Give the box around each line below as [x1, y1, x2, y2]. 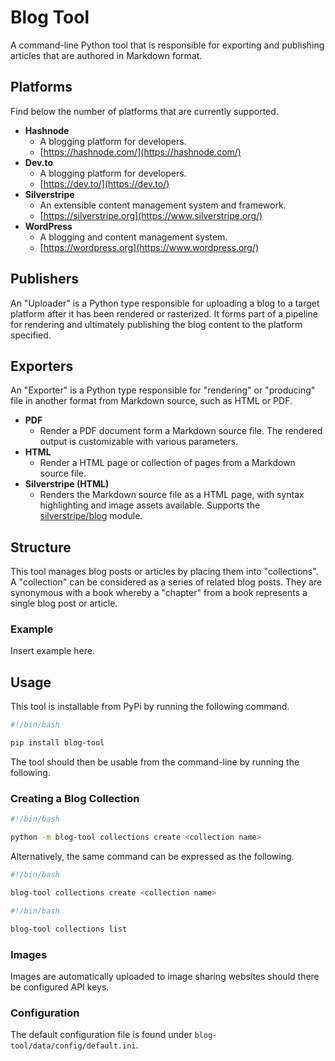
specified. [10, 329, 52, 341]
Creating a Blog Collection [10, 791, 140, 805]
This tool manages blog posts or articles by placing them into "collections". [10, 566, 319, 578]
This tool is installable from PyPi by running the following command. [10, 701, 290, 713]
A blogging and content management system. [39, 231, 228, 243]
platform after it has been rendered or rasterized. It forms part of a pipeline [10, 307, 318, 320]
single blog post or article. [10, 597, 118, 610]
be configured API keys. [10, 981, 110, 993]
